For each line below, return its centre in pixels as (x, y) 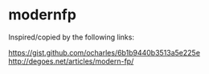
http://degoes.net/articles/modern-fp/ (71, 61)
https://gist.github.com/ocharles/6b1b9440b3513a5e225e (104, 52)
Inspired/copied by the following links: (72, 37)
